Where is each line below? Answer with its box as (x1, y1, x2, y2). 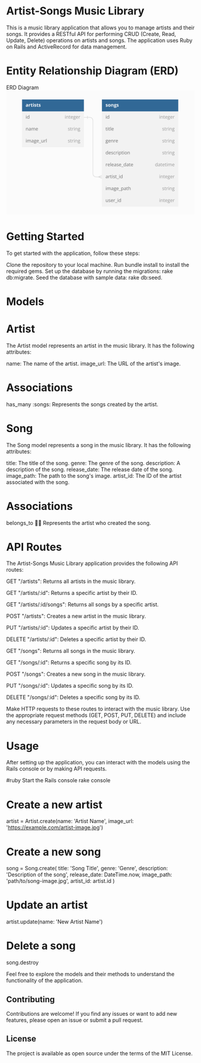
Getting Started (6, 229, 85, 243)
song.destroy (6, 959, 39, 966)
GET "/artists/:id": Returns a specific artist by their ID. (6, 590, 138, 597)
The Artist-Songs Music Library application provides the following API (6, 560, 178, 567)
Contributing (6, 994, 55, 1004)
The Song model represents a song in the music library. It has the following (6, 441, 191, 448)
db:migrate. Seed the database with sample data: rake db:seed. (6, 274, 163, 281)
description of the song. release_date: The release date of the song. (6, 466, 173, 473)
